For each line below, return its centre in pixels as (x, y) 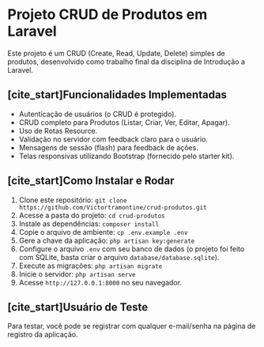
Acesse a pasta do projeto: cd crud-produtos (92, 215)
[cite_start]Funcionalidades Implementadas (117, 95)
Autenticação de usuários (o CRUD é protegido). (98, 114)
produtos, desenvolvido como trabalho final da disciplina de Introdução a (126, 62)
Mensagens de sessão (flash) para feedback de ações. (108, 147)
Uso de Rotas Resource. (58, 130)
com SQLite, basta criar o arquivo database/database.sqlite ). (119, 257)
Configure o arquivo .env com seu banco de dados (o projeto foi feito (132, 249)
